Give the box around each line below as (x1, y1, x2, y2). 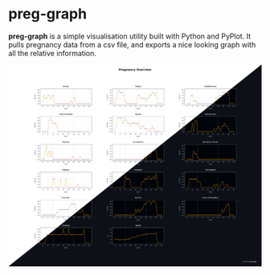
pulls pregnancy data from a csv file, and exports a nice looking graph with (8, 39, 256, 49)
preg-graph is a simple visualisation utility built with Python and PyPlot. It (8, 31, 252, 41)
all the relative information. (8, 48, 96, 58)
